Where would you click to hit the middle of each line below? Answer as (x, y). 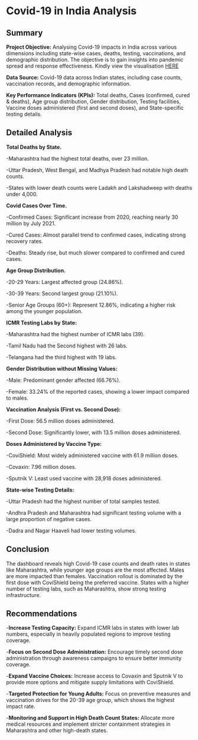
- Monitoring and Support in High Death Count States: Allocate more (90, 718)
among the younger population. (44, 311)
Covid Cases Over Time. (37, 205)
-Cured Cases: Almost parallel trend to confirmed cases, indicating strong (96, 235)
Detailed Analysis (39, 133)
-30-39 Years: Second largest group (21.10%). (62, 293)
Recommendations (42, 614)
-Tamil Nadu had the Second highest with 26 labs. (67, 346)
